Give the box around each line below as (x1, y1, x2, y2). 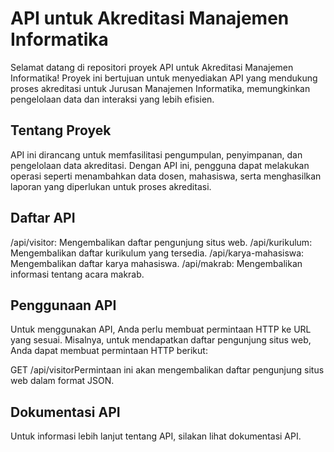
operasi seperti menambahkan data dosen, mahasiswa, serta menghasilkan (10, 170, 322, 182)
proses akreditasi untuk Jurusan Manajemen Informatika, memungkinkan (10, 82, 311, 94)
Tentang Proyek (10, 122, 112, 139)
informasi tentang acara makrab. (10, 268, 145, 280)
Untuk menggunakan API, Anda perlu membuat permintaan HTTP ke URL (10, 323, 312, 336)
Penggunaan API (10, 297, 117, 314)
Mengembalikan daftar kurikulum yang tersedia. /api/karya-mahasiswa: (10, 247, 305, 259)
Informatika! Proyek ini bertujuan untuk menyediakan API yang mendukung (10, 72, 318, 84)
